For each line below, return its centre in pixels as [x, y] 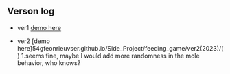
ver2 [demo [33, 41]
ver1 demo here [39, 27]
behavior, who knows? [49, 63]
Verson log [31, 11]
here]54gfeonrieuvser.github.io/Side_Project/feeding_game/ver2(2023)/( [120, 48]
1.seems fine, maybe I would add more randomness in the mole [111, 56]
